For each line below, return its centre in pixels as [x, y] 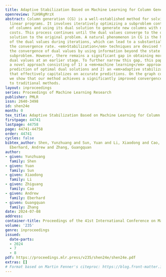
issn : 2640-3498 [22, 102]
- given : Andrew [22, 193]
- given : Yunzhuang [25, 157]
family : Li [21, 180]
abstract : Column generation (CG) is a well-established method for [77, 19]
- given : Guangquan [25, 202]
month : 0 [14, 111]
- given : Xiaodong [24, 175]
